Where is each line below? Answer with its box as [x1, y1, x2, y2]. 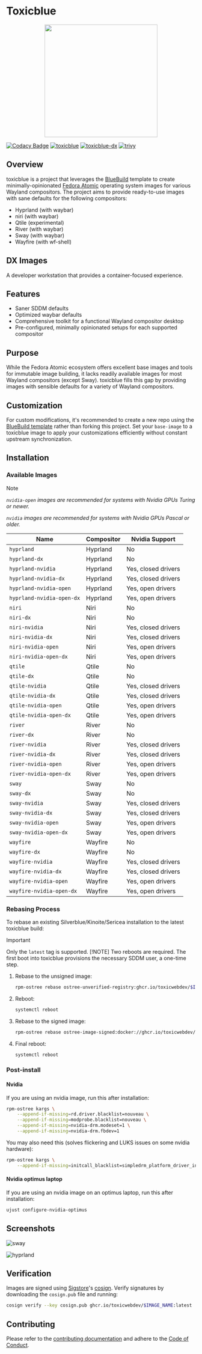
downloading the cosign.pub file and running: [6, 1291, 118, 1298]
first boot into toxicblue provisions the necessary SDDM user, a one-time [6, 954, 186, 962]
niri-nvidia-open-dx [9, 653, 68, 660]
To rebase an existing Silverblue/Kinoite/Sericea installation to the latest [6, 918, 185, 926]
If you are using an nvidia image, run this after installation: [6, 1094, 149, 1101]
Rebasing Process [6, 904, 60, 913]
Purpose [6, 347, 39, 358]
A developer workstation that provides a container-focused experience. [6, 272, 183, 279]
